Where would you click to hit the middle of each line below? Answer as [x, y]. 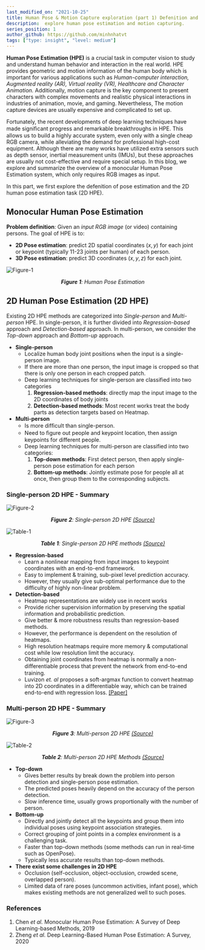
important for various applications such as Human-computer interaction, [98, 77]
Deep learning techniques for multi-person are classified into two [106, 446]
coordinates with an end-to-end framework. [80, 568]
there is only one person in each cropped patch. [85, 373]
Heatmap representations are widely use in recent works [96, 601]
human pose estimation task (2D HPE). [55, 193]
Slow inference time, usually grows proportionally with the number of [111, 801]
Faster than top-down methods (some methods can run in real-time [109, 847]
